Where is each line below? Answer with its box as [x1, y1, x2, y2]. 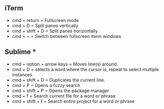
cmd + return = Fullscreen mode [12, 17, 79, 23]
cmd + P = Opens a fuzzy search [12, 82, 81, 88]
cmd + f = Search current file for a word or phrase [12, 92, 116, 99]
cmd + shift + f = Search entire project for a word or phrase [12, 98, 135, 104]
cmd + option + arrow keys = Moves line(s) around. [12, 61, 118, 67]
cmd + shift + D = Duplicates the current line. [12, 77, 106, 83]
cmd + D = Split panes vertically [12, 22, 79, 28]
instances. [12, 71, 34, 77]
